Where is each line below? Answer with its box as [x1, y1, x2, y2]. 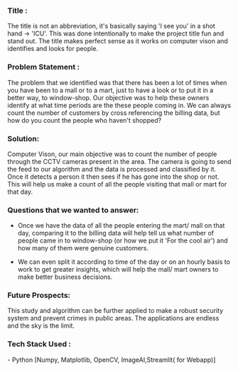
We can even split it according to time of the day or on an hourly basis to [17, 258, 231, 266]
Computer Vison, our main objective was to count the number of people [7, 150, 217, 158]
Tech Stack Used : [7, 339, 71, 349]
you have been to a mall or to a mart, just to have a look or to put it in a [7, 86, 214, 94]
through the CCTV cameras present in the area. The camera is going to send [7, 157, 232, 165]
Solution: [7, 133, 40, 143]
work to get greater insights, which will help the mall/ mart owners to [17, 265, 219, 274]
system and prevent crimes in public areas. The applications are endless [7, 314, 220, 323]
